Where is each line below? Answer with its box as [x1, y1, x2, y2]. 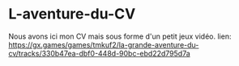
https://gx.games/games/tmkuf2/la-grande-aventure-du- [8, 39, 199, 49]
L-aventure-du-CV [8, 5, 136, 23]
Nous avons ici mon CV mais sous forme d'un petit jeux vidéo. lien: [8, 31, 232, 41]
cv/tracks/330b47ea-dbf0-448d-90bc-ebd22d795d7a [8, 48, 190, 58]
